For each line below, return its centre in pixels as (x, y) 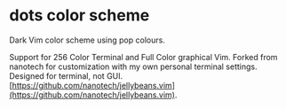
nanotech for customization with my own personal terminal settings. (133, 66)
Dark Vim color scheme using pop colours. (87, 40)
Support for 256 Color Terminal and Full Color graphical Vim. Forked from (143, 57)
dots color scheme (79, 16)
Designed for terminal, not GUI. (66, 75)
